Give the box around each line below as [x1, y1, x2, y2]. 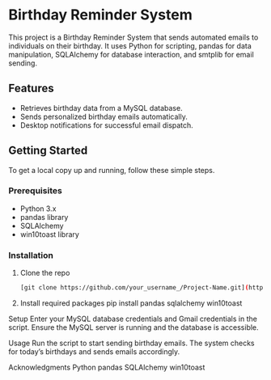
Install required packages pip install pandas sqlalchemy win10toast [19, 298, 243, 308]
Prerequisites [8, 185, 62, 196]
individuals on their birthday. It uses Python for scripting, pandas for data [8, 40, 252, 50]
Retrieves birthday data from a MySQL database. [19, 103, 184, 112]
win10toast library [19, 229, 79, 239]
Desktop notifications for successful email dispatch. [19, 120, 194, 130]
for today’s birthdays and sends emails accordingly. [8, 347, 180, 357]
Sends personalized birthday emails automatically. [19, 112, 188, 121]
